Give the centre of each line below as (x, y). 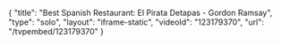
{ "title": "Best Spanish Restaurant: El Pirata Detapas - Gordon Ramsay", (140, 13)
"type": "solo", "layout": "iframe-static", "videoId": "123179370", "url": (136, 22)
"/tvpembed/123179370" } (56, 31)
